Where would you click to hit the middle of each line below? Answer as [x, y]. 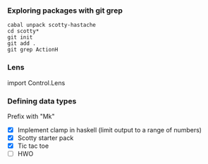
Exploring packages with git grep [65, 11]
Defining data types [42, 101]
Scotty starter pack [45, 138]
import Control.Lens [36, 82]
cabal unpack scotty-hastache [52, 25]
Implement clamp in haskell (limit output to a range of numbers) [110, 130]
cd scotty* [23, 31]
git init [20, 37]
